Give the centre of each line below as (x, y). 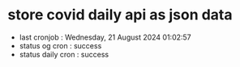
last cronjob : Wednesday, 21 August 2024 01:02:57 (105, 37)
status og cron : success (60, 45)
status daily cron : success (64, 54)
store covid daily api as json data (120, 15)
